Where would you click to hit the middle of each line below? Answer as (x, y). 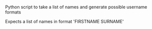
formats (13, 12)
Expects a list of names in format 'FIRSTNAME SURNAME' (65, 22)
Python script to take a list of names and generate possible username (76, 7)
